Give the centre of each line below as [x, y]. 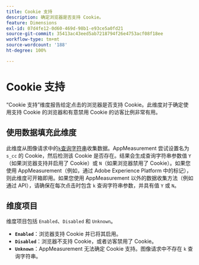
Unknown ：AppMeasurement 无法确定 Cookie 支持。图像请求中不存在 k [100, 249]
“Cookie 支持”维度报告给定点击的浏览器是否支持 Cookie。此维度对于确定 [95, 104]
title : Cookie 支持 [29, 12]
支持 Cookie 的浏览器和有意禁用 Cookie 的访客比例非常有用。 [86, 112]
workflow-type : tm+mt [33, 39]
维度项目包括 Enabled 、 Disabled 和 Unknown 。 [61, 222]
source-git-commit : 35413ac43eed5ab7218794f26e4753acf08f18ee [85, 34]
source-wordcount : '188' [37, 45]
